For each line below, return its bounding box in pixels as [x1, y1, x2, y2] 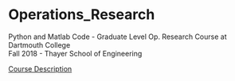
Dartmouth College [8, 40, 71, 49]
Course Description [8, 64, 72, 73]
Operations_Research [8, 6, 155, 24]
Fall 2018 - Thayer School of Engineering [8, 48, 143, 58]
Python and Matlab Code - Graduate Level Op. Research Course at [8, 32, 227, 41]
